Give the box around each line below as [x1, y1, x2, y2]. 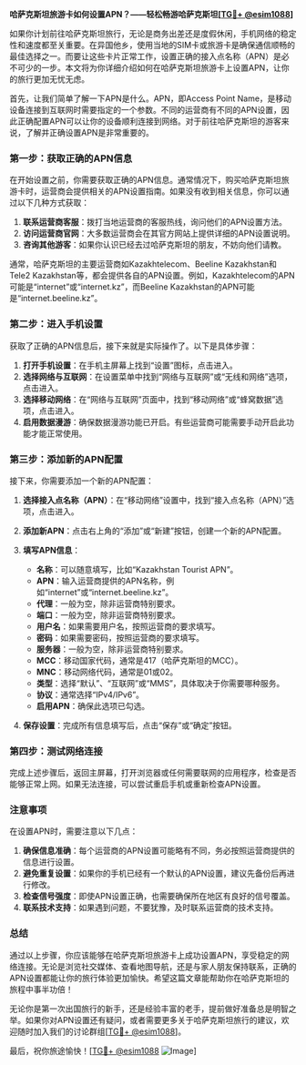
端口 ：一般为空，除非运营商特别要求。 [36, 609, 180, 620]
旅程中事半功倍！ [9, 983, 74, 995]
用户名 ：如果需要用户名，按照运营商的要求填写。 [36, 621, 220, 632]
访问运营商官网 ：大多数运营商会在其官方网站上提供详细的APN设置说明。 [22, 228, 295, 239]
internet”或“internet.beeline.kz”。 [47, 586, 174, 597]
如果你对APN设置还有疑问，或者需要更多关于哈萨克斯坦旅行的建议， [25, 1014, 282, 1025]
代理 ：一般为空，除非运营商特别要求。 [36, 598, 180, 609]
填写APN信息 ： [22, 544, 80, 555]
